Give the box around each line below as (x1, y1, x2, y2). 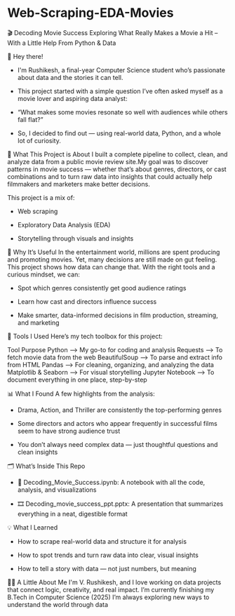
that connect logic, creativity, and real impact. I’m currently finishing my (7, 585, 215, 594)
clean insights (17, 448, 58, 456)
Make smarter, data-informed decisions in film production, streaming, (17, 311, 219, 319)
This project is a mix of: (7, 193, 75, 201)
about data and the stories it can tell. (17, 73, 123, 81)
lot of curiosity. (17, 136, 62, 145)
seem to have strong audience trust (17, 427, 121, 435)
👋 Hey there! (7, 52, 43, 60)
